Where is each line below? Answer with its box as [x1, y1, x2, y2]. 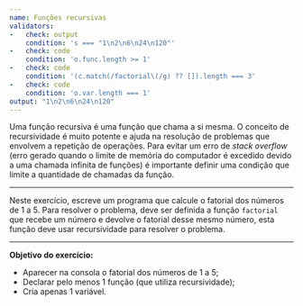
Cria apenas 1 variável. [22, 286, 106, 297]
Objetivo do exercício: [9, 249, 94, 261]
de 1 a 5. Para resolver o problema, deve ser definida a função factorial [9, 204, 279, 216]
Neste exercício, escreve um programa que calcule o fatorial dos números [9, 195, 284, 206]
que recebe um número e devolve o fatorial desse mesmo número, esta [9, 214, 275, 225]
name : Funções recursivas [9, 13, 106, 22]
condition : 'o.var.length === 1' [25, 88, 151, 97]
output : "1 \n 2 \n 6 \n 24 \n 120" [9, 96, 115, 106]
